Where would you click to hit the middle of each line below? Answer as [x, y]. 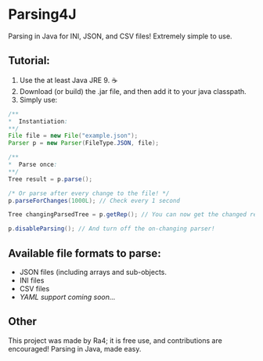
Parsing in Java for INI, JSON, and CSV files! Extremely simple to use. [120, 36]
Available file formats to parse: [85, 253]
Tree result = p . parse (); [50, 179]
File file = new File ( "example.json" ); [73, 136]
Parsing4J [42, 14]
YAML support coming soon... [67, 297]
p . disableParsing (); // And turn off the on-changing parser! [112, 229]
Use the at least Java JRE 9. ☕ [68, 80]
